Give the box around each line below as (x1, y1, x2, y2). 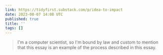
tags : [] (5, 26, 23, 31)
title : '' (5, 21, 26, 26)
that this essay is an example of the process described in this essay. (17, 45, 157, 51)
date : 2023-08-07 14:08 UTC (5, 12, 63, 17)
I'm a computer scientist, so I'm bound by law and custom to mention (17, 39, 159, 45)
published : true (5, 16, 39, 21)
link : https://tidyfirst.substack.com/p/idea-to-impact (5, 7, 123, 12)
